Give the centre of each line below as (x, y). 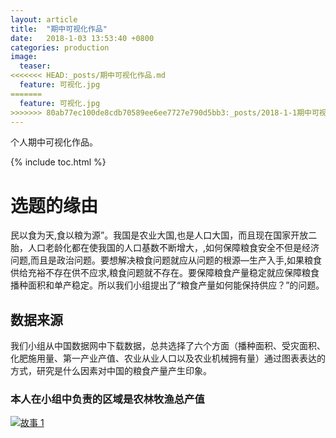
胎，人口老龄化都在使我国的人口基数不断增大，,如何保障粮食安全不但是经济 (165, 248)
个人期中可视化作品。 (54, 142)
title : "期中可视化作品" (59, 29)
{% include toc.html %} (58, 162)
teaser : (35, 66)
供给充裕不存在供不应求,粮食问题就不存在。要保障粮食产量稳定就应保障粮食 (165, 273)
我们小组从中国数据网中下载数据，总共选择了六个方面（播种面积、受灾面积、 (168, 346)
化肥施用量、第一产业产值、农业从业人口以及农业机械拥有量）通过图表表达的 (168, 358)
